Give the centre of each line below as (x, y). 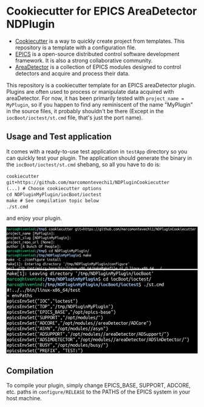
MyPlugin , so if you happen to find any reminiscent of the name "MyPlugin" (100, 104)
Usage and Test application (59, 137)
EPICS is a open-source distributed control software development (97, 54)
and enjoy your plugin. (34, 218)
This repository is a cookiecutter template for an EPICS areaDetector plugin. (101, 85)
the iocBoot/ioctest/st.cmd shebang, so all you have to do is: (83, 164)
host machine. (24, 398)
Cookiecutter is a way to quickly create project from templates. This (100, 41)
